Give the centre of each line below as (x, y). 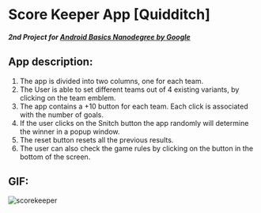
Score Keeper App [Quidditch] (110, 15)
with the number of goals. (62, 114)
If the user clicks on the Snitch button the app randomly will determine (134, 123)
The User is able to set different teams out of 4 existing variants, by (129, 89)
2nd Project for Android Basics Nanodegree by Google (100, 36)
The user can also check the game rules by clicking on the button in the (136, 148)
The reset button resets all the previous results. (96, 139)
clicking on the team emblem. (68, 97)
